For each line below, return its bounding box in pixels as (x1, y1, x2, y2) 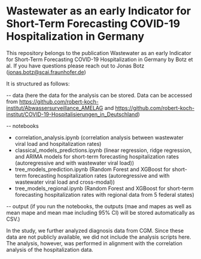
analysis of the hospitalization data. (6, 246, 94, 253)
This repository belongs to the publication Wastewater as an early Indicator (6, 49, 191, 56)
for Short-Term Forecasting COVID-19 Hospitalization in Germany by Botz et (6, 56, 193, 63)
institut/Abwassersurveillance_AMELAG (6, 104, 103, 111)
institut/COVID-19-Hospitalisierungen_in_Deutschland (6, 111, 139, 118)
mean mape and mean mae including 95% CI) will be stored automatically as (6, 209, 195, 216)
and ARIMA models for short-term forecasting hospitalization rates (14, 153, 179, 160)
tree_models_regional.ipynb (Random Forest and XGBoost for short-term (14, 184, 194, 192)
